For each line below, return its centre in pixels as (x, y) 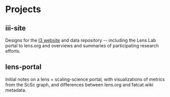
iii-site (16, 28)
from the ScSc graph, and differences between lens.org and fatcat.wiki (79, 84)
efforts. (13, 51)
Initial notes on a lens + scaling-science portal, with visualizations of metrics (85, 79)
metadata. (16, 90)
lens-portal (23, 67)
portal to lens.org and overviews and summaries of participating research (82, 46)
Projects (23, 9)
